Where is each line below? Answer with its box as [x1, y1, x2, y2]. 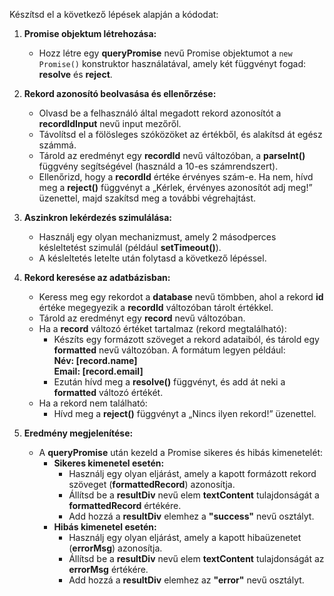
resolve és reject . [38, 69, 113, 80]
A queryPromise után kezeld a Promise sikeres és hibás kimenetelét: [38, 447, 323, 458]
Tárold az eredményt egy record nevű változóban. [38, 312, 246, 324]
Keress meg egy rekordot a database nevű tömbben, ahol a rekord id [38, 291, 324, 303]
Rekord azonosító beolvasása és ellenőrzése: [23, 88, 217, 99]
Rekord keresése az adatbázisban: [23, 272, 171, 283]
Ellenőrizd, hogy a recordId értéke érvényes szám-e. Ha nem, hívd [38, 171, 314, 183]
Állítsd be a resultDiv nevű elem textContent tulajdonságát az [68, 553, 325, 564]
